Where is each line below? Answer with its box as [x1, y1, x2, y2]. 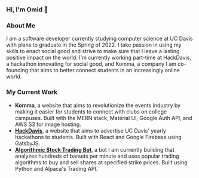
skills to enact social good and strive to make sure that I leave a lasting [6, 48, 180, 55]
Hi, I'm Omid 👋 [6, 5, 48, 14]
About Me [6, 21, 36, 29]
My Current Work [6, 88, 58, 96]
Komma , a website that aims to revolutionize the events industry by [14, 102, 181, 109]
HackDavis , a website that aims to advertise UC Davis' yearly [14, 127, 166, 134]
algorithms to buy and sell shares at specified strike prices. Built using [14, 158, 188, 166]
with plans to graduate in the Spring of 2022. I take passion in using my [6, 41, 182, 48]
